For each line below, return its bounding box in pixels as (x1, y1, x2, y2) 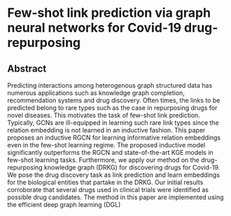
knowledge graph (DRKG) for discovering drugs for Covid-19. (44, 163, 220, 171)
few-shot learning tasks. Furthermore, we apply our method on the (7, 156, 199, 164)
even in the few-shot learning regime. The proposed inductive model (7, 141, 206, 149)
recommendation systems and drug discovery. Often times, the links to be (7, 96, 220, 104)
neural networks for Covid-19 (7, 20, 182, 36)
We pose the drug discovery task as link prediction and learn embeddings (7, 170, 220, 179)
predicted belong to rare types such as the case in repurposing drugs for (7, 104, 218, 112)
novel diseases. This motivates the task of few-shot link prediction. (7, 111, 201, 119)
